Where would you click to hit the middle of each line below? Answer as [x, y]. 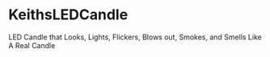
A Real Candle [32, 45]
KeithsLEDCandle [68, 15]
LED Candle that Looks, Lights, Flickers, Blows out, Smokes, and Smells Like [135, 37]
